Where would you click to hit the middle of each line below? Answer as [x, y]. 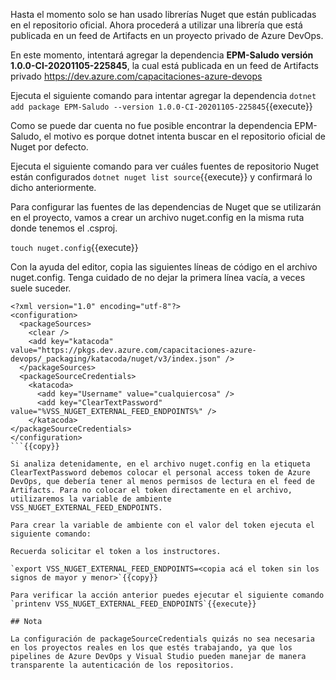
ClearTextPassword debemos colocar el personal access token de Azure [160, 473]
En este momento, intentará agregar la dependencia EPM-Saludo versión [162, 55]
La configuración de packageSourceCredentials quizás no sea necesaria [162, 639]
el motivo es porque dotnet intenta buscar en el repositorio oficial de [184, 136]
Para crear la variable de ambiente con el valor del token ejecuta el [162, 525]
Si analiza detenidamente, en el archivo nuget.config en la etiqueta [160, 464]
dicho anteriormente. [53, 187]
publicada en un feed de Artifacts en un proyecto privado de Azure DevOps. [167, 35]
